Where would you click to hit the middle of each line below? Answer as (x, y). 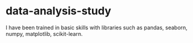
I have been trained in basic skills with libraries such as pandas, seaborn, (97, 27)
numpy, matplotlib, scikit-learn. (44, 33)
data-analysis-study (58, 11)
